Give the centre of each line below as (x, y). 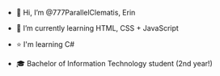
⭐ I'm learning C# (45, 44)
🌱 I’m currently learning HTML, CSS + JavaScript (97, 28)
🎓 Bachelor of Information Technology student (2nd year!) (114, 63)
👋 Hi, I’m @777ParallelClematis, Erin (76, 13)
